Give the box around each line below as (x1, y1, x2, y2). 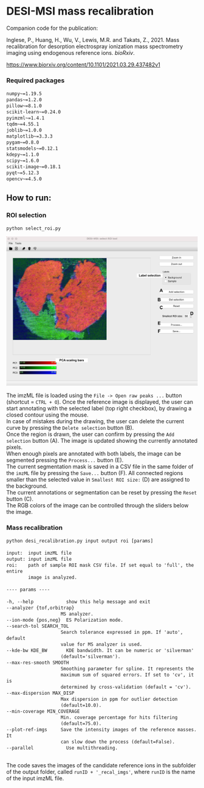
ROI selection (6, 211, 47, 219)
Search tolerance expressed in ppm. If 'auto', (60, 629, 183, 635)
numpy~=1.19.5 (6, 91, 42, 97)
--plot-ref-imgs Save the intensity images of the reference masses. (6, 726, 197, 733)
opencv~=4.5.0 (6, 176, 42, 182)
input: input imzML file (6, 550, 72, 556)
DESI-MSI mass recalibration (6, 4, 154, 18)
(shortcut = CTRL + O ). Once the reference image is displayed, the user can (6, 398, 193, 406)
